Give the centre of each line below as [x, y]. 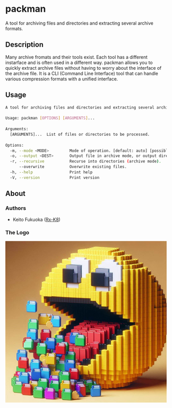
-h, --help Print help [51, 172]
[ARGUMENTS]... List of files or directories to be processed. [80, 134]
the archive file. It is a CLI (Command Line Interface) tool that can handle [82, 73]
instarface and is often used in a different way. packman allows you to [79, 63]
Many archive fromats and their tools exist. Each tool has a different [77, 57]
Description [24, 45]
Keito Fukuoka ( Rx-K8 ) [36, 219]
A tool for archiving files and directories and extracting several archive [79, 23]
